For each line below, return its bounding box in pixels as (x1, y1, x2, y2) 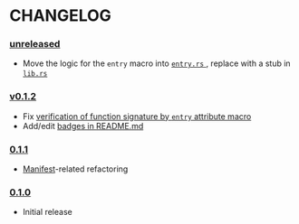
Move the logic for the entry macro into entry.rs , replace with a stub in (22, 58, 292, 69)
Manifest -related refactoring (22, 163, 129, 174)
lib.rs (22, 70, 48, 79)
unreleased (9, 38, 61, 51)
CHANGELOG (9, 5, 111, 26)
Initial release (22, 207, 72, 218)
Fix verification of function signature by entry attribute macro (22, 110, 252, 122)
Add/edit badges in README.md (22, 120, 144, 131)
